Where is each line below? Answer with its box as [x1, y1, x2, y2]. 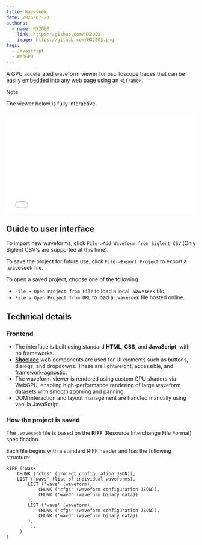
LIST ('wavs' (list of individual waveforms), [17, 476, 136, 482]
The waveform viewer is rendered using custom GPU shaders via [14, 375, 176, 382]
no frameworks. [14, 350, 55, 357]
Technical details [6, 311, 72, 322]
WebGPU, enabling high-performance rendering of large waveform [14, 382, 181, 389]
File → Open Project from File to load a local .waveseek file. [14, 287, 166, 295]
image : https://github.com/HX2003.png [17, 37, 114, 43]
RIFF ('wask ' [6, 466, 42, 472]
